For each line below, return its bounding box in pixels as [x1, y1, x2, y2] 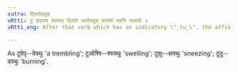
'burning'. [20, 57, 48, 66]
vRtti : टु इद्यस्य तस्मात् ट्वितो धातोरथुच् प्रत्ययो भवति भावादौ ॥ [7, 17, 148, 24]
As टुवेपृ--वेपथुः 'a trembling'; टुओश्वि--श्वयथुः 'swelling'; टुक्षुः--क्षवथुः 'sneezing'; [7, 49, 215, 57]
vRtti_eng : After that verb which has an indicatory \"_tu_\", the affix [7, 23, 232, 30]
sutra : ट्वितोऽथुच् [7, 10, 50, 18]
